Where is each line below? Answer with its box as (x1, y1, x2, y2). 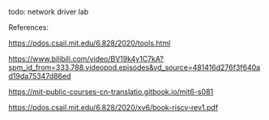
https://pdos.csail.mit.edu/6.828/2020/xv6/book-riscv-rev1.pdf (8, 103, 219, 112)
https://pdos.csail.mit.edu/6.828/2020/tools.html (8, 38, 171, 48)
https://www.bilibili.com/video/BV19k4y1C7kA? (8, 54, 164, 63)
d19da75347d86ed (8, 71, 71, 80)
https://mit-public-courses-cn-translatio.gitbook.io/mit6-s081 (8, 87, 214, 96)
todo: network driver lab (8, 7, 89, 16)
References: (8, 23, 49, 32)
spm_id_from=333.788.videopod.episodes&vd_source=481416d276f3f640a (8, 62, 261, 72)
